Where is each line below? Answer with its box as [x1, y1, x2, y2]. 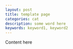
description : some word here [5, 21, 66, 26]
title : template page [5, 12, 50, 17]
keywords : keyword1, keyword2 [5, 26, 68, 31]
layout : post [5, 7, 32, 12]
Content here [5, 39, 32, 45]
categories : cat [5, 16, 39, 21]
